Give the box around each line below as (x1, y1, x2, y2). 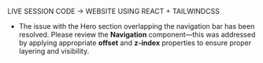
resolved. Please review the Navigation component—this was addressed (18, 30, 256, 39)
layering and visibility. (18, 47, 90, 55)
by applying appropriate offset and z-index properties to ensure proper (18, 38, 252, 47)
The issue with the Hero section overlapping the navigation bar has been (18, 22, 255, 30)
